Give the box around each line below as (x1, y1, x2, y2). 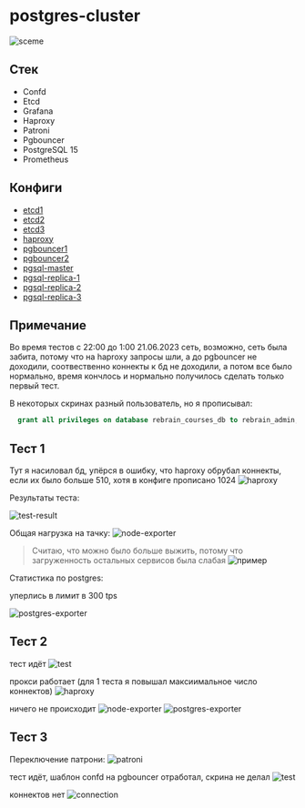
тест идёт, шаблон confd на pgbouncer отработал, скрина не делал (9, 771, 270, 783)
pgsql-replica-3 (22, 291, 82, 302)
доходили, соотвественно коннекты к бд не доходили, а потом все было (9, 361, 293, 372)
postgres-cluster (9, 5, 141, 26)
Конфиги (9, 180, 63, 196)
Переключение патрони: (9, 753, 106, 764)
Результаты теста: (9, 492, 80, 503)
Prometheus (22, 154, 69, 165)
